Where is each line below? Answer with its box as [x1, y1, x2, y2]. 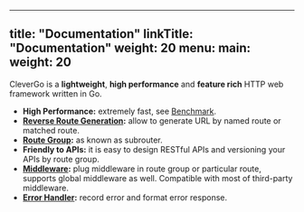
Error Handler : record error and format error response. [22, 191, 228, 203]
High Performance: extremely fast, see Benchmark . [22, 106, 217, 116]
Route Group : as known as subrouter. [22, 134, 163, 145]
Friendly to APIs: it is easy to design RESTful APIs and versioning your [22, 143, 286, 154]
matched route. [22, 124, 80, 135]
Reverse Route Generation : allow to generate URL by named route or [22, 115, 282, 126]
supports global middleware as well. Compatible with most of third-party [22, 172, 293, 183]
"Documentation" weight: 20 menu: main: [9, 41, 252, 56]
